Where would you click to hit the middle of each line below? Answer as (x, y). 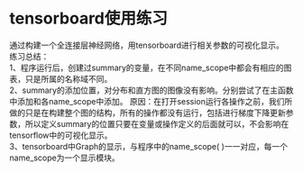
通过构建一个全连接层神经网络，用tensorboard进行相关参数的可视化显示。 (147, 45)
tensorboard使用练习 (89, 18)
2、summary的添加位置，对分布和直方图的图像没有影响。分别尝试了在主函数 (151, 90)
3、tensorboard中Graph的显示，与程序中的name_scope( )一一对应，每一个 (149, 146)
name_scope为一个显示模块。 (64, 158)
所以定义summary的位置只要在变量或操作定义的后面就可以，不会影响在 (157, 123)
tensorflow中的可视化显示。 (61, 135)
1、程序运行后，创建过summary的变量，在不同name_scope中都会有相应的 (147, 68)
